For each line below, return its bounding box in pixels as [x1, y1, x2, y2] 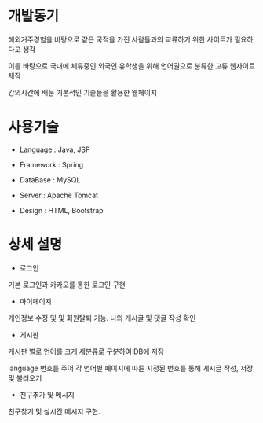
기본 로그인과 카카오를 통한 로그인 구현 [8, 280, 126, 289]
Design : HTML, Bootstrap [19, 205, 104, 215]
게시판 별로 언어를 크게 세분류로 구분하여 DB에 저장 [8, 347, 165, 356]
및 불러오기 [8, 373, 42, 382]
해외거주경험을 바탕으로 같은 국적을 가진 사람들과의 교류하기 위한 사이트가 [8, 35, 233, 44]
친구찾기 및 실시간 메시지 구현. [8, 406, 100, 416]
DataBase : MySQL [19, 175, 81, 185]
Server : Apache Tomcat [19, 190, 99, 200]
